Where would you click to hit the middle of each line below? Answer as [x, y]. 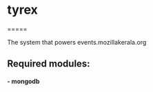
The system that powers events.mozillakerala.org [77, 42]
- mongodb [23, 81]
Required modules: [49, 64]
